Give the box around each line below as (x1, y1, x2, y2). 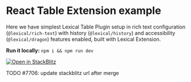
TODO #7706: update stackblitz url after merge (6, 69, 120, 76)
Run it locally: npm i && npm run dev (6, 47, 94, 54)
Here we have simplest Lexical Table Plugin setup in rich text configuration (6, 23, 186, 30)
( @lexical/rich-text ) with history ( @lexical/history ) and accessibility (6, 29, 175, 36)
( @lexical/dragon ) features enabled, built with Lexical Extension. (6, 35, 161, 42)
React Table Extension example (6, 4, 162, 17)
